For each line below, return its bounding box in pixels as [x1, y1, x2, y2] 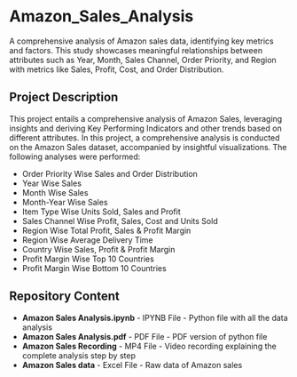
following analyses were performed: [9, 151, 141, 162]
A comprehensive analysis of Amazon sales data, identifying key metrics [9, 36, 274, 46]
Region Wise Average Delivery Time [21, 234, 153, 245]
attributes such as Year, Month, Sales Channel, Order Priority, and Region [9, 54, 277, 65]
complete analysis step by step [21, 349, 136, 361]
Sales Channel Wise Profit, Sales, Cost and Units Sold [21, 215, 219, 226]
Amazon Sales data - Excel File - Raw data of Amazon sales [21, 359, 243, 370]
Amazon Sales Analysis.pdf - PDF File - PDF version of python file [21, 331, 268, 341]
